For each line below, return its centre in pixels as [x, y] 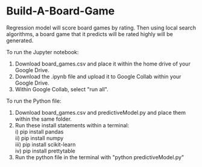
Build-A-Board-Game [61, 11]
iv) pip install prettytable [45, 151]
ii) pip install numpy [39, 138]
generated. [20, 40]
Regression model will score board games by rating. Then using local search [101, 28]
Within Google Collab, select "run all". [62, 89]
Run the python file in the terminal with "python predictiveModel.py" [99, 157]
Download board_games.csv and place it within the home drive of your [103, 64]
